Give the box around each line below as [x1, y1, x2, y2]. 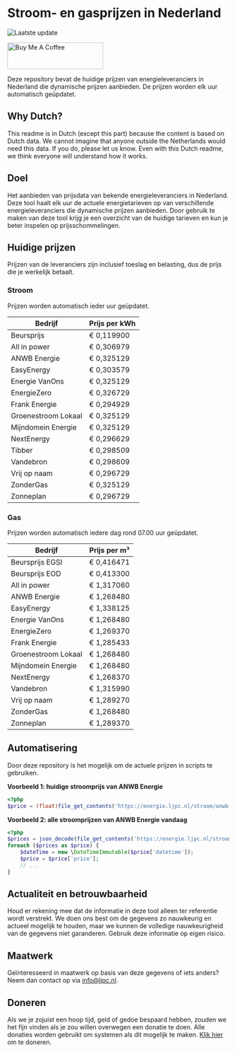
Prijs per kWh [89, 318, 136, 328]
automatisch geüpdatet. [7, 90, 76, 98]
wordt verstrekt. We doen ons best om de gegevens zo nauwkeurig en [7, 914, 212, 923]
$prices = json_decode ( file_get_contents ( [7, 836, 134, 843]
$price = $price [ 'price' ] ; [20, 855, 99, 862]
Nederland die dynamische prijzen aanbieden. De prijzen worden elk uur [7, 82, 218, 91]
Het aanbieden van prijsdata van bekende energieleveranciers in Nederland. [7, 191, 229, 200]
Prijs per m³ [89, 545, 130, 555]
